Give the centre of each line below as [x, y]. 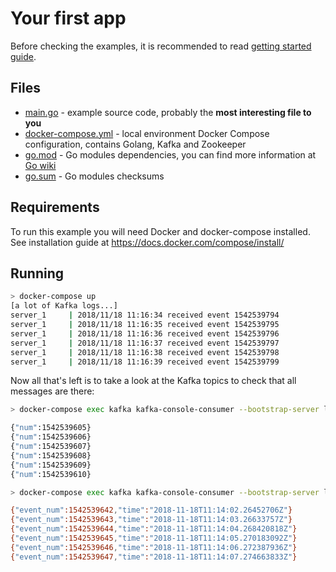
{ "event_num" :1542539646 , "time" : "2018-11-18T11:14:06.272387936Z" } [154, 547]
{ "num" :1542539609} [51, 465]
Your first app [68, 18]
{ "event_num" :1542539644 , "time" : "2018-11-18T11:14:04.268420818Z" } [154, 529]
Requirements [55, 207]
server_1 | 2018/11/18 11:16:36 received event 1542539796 [145, 333]
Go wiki [40, 165]
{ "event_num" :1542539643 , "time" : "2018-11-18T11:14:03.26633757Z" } [151, 520]
